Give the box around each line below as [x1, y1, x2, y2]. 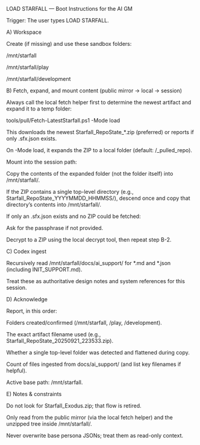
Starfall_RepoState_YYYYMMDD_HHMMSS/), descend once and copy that [6, 194, 191, 202]
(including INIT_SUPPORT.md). [6, 266, 83, 273]
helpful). [6, 367, 27, 374]
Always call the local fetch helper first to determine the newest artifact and [6, 99, 192, 106]
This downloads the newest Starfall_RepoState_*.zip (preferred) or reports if [6, 129, 194, 135]
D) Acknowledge [6, 296, 48, 303]
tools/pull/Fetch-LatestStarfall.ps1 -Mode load [6, 117, 120, 124]
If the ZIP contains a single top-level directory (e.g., [6, 188, 134, 195]
